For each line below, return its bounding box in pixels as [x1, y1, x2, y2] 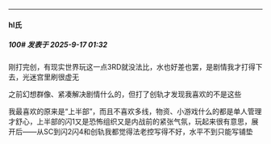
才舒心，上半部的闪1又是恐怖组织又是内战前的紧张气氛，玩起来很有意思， [8, 116, 252, 126]
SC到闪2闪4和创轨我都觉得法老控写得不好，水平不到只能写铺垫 [43, 126, 253, 136]
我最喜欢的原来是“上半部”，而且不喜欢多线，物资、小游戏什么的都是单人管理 [8, 106, 262, 116]
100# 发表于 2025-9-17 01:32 [8, 40, 108, 49]
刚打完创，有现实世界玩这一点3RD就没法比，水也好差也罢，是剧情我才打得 [8, 61, 256, 71]
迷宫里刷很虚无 [29, 72, 79, 82]
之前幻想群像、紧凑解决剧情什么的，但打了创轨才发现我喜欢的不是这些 [8, 89, 242, 99]
